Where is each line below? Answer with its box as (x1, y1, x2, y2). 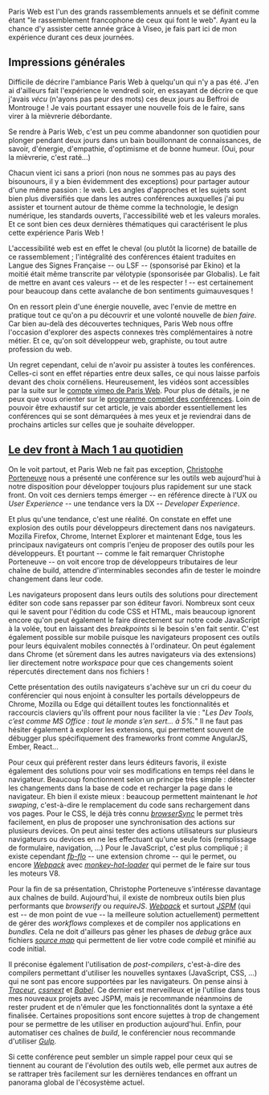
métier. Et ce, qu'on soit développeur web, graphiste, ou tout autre (8, 335, 227, 345)
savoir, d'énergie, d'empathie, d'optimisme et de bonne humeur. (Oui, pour (8, 144, 255, 154)
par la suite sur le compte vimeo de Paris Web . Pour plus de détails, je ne (8, 385, 251, 395)
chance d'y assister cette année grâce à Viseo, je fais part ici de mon (8, 24, 237, 33)
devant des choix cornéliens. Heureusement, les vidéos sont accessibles (8, 377, 250, 387)
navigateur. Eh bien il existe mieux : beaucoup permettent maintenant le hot (8, 791, 258, 801)
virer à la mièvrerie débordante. (8, 111, 112, 121)
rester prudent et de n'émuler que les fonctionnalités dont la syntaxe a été (8, 1002, 253, 1011)
